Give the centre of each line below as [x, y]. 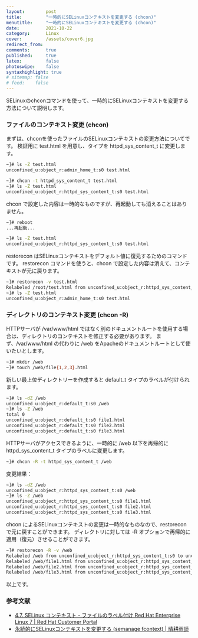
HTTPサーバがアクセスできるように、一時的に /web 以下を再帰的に [88, 443]
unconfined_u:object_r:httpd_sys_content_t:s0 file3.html [79, 512]
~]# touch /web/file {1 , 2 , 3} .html [47, 367]
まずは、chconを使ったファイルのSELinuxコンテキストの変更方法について [95, 139]
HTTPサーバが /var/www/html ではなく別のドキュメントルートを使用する [95, 328]
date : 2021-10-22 [39, 28]
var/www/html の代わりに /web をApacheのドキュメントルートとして [102, 343]
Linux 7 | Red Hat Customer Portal [56, 621]
